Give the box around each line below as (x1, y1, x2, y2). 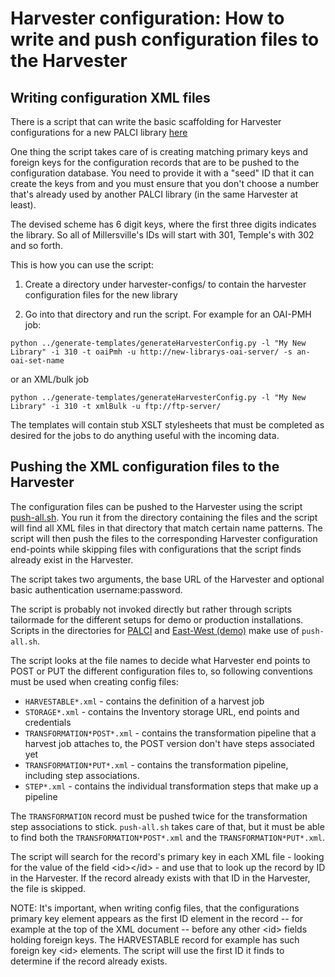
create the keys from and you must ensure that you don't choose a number (10, 178, 320, 189)
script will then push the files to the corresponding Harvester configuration (10, 532, 318, 544)
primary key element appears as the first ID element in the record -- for (10, 912, 304, 924)
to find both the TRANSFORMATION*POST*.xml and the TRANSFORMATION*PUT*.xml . (10, 831, 325, 843)
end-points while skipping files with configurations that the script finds (10, 543, 302, 555)
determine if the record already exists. (10, 955, 168, 967)
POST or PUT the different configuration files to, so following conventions (10, 665, 313, 677)
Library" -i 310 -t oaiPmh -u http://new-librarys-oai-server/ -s (10, 347, 293, 357)
